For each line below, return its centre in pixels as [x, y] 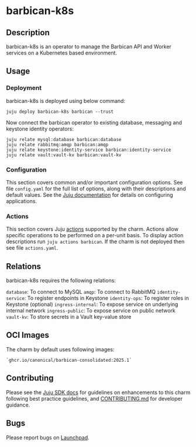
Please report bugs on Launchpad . [48, 437]
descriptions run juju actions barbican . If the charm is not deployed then [95, 241]
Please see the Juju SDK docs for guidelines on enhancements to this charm [98, 392]
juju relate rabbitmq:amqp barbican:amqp [57, 144]
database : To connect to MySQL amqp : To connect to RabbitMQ [81, 292]
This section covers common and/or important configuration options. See [94, 182]
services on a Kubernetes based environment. [62, 53]
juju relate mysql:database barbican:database [64, 139]
